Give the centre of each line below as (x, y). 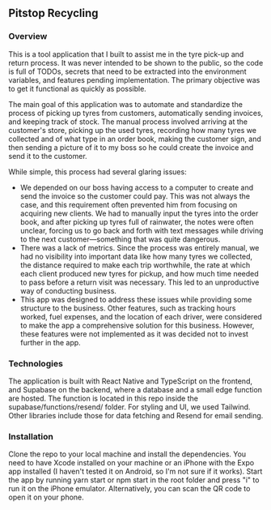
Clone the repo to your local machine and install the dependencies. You (127, 454)
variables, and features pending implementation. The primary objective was (134, 79)
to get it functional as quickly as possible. (78, 88)
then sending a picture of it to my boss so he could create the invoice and (131, 147)
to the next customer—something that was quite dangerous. (120, 239)
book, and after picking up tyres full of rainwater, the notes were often (137, 221)
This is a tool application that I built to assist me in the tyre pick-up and (126, 54)
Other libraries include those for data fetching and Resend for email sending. (136, 415)
